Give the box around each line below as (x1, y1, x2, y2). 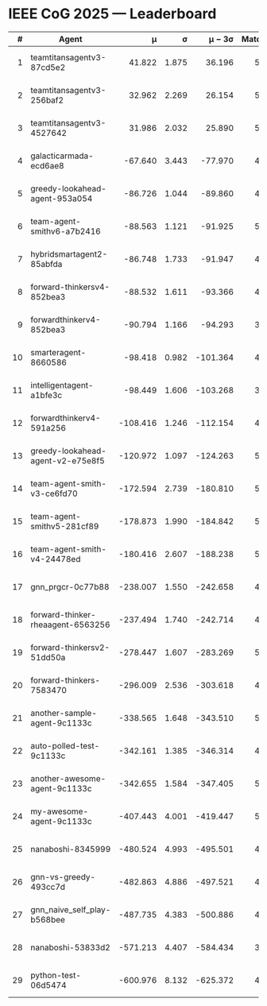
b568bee (30, 914, 66, 925)
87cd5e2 (30, 61, 66, 72)
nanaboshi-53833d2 (30, 942, 111, 953)
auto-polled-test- (30, 740, 100, 751)
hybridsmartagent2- (30, 248, 108, 259)
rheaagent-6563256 (30, 619, 110, 630)
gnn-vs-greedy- (30, 871, 96, 882)
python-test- (30, 969, 82, 981)
